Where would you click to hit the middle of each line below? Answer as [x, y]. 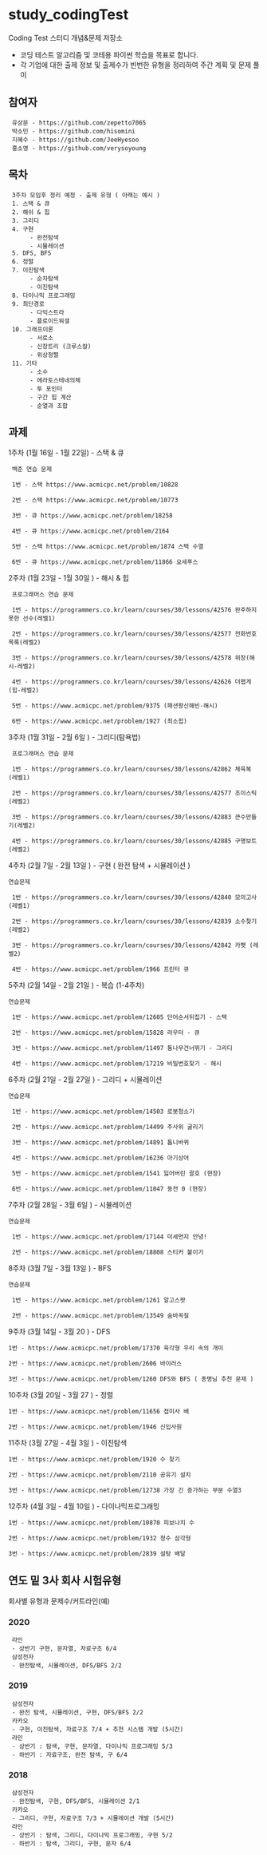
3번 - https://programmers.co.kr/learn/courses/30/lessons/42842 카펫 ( [132, 945]
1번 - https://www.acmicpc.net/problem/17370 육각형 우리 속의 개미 [116, 1348]
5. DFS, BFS [31, 253]
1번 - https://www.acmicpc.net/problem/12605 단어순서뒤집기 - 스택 [119, 1017]
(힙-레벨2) [24, 691]
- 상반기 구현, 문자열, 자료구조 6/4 [64, 1649]
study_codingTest [69, 15]
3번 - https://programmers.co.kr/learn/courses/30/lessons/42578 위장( [130, 658]
